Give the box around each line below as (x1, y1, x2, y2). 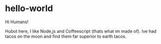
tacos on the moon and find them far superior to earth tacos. (5, 33, 126, 39)
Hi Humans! (5, 19, 29, 25)
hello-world (5, 3, 54, 14)
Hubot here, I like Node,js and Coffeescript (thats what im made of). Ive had (5, 28, 157, 34)
